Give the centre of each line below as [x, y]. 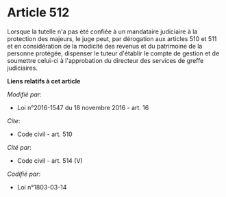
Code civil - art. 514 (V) [50, 160]
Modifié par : [25, 94]
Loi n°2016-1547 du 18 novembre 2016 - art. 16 [83, 107]
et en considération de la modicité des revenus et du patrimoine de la [105, 46]
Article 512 [38, 13]
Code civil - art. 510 [45, 134]
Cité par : [20, 147]
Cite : [14, 120]
